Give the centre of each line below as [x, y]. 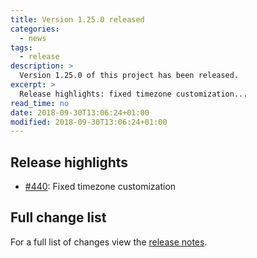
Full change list [58, 217]
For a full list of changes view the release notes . [109, 242]
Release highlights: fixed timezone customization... [133, 94]
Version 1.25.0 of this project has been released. [129, 76]
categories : [35, 29]
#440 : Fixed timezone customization [100, 187]
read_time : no [40, 103]
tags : [21, 47]
